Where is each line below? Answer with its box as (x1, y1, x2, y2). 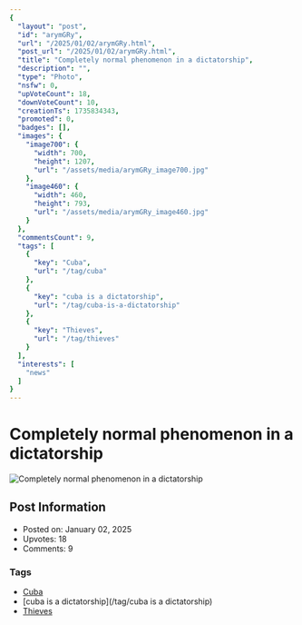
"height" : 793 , (33, 199, 92, 209)
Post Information (9, 500, 106, 515)
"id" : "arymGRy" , (17, 30, 83, 39)
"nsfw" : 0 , (17, 81, 59, 90)
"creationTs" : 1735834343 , (17, 106, 120, 115)
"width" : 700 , (33, 148, 88, 157)
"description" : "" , (17, 64, 92, 74)
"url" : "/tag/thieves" (33, 334, 120, 343)
